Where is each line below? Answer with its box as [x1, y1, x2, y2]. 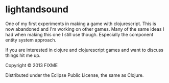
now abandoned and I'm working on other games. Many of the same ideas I [5, 26, 164, 32]
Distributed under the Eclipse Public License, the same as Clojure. [5, 72, 144, 78]
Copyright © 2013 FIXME [5, 62, 58, 68]
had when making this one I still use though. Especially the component [5, 31, 154, 37]
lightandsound [5, 4, 69, 15]
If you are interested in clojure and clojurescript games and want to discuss [5, 47, 163, 53]
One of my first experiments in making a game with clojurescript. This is [5, 20, 157, 27]
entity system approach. [5, 37, 57, 43]
